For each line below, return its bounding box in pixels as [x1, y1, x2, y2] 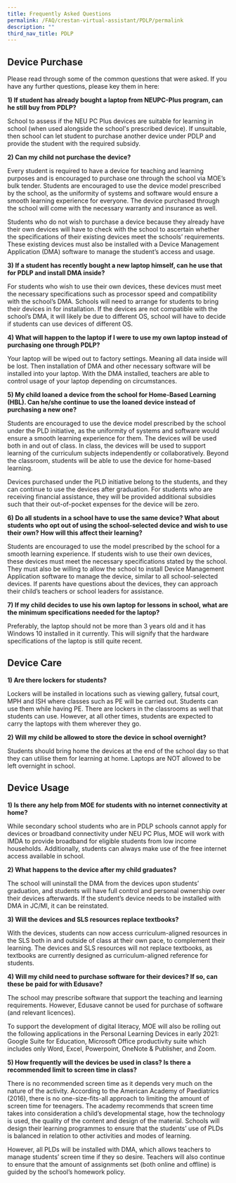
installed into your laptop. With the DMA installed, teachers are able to [7, 369, 209, 378]
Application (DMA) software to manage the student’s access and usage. [7, 248, 216, 256]
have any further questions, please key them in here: [7, 82, 160, 91]
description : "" [7, 23, 55, 30]
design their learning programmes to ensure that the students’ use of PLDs [7, 1124, 223, 1132]
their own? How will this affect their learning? [7, 529, 143, 537]
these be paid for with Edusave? [7, 980, 103, 988]
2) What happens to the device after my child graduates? [7, 865, 177, 873]
